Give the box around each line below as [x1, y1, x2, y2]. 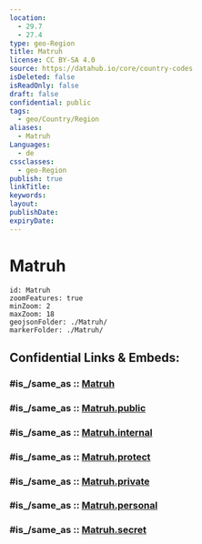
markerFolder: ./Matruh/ [9, 325, 104, 335]
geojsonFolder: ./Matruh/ [9, 317, 107, 327]
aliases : [9, 124, 43, 133]
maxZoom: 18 [9, 309, 55, 318]
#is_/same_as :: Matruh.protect [9, 450, 151, 463]
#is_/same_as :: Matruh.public [9, 401, 146, 414]
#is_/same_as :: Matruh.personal [9, 499, 158, 512]
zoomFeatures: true [9, 293, 84, 303]
